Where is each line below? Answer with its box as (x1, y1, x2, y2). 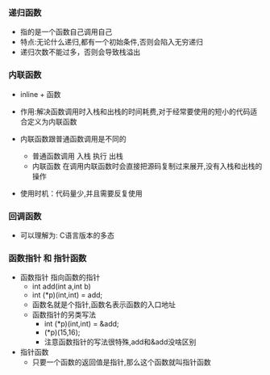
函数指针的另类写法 (31, 310, 97, 320)
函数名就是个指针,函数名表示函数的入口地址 (31, 300, 176, 310)
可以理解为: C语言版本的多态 (19, 230, 114, 240)
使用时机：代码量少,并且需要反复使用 (19, 188, 143, 198)
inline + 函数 (19, 89, 61, 99)
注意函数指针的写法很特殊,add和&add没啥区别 (44, 337, 197, 347)
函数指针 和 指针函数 (8, 252, 87, 263)
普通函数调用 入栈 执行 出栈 (31, 151, 123, 161)
